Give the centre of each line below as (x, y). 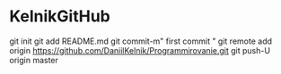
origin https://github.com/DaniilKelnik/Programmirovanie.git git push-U (140, 50)
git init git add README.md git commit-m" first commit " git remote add (140, 41)
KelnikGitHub (60, 16)
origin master (34, 60)
